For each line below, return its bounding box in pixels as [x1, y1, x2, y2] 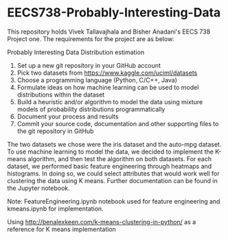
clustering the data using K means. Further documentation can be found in [7, 176, 218, 184]
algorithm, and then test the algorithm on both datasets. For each [27, 154, 212, 163]
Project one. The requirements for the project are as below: [7, 34, 175, 43]
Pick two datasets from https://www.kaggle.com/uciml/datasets [16, 69, 198, 77]
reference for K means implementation [7, 225, 117, 233]
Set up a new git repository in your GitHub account [16, 61, 161, 69]
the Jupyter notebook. [7, 184, 70, 192]
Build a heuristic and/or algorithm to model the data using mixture [16, 97, 203, 106]
